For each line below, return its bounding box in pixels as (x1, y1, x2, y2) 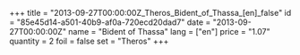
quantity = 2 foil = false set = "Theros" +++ (9, 35, 169, 46)
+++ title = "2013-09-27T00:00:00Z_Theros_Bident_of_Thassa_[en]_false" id (9, 8, 292, 18)
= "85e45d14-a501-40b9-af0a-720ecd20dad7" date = (9, 17, 211, 27)
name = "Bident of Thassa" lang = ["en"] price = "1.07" (68, 27, 270, 36)
